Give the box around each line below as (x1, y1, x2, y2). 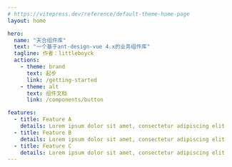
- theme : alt (20, 83, 59, 90)
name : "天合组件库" (14, 36, 66, 44)
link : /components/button (26, 96, 104, 103)
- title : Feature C (14, 142, 72, 150)
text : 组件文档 (26, 90, 68, 97)
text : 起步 (26, 69, 57, 77)
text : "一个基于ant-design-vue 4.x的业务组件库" (14, 44, 151, 51)
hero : (7, 30, 24, 37)
